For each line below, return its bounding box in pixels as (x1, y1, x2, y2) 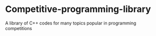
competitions (5, 25, 32, 31)
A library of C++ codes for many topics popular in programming (5, 20, 136, 26)
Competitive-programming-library (5, 3, 151, 15)
